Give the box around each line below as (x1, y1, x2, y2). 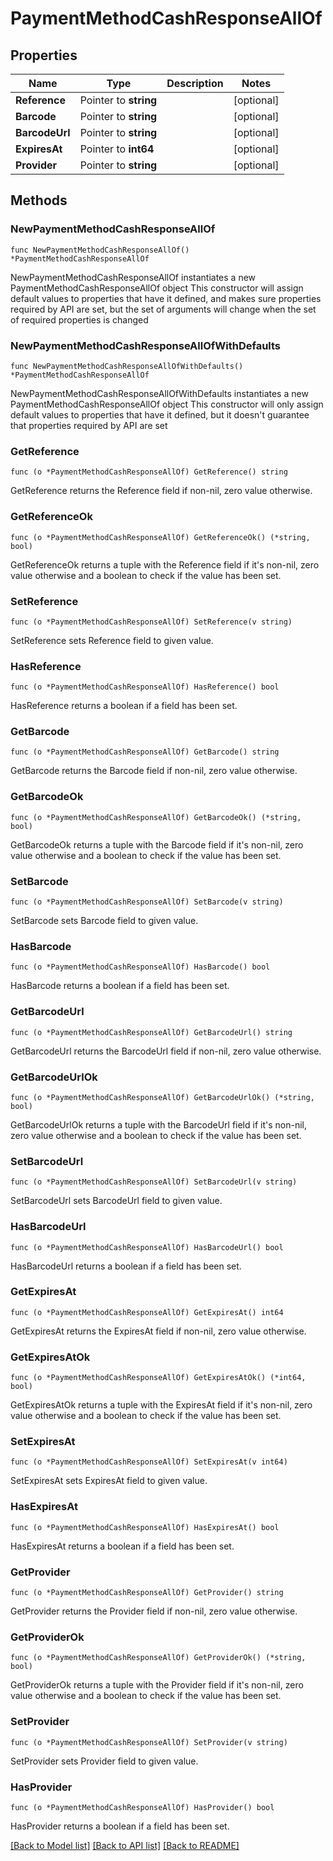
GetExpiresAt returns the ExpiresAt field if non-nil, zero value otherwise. (10, 1325, 307, 1337)
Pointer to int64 (79, 142, 155, 156)
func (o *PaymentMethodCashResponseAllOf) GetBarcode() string (10, 747, 280, 757)
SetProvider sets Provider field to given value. (10, 1755, 199, 1767)
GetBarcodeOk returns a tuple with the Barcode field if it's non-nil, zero (10, 838, 304, 851)
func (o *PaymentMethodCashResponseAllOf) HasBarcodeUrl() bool (10, 1242, 284, 1252)
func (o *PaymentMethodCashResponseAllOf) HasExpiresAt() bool (10, 1522, 280, 1532)
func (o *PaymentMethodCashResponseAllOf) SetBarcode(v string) (10, 897, 284, 907)
